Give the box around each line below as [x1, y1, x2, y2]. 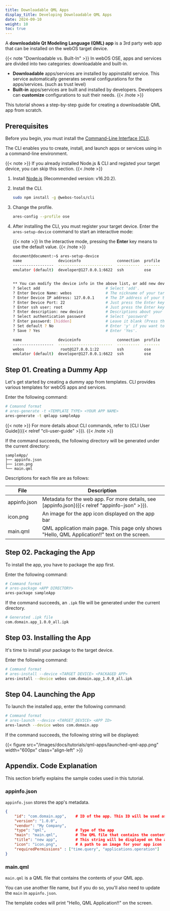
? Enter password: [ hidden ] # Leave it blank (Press [12, 319, 158, 324]
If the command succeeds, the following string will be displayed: [5, 732, 140, 738]
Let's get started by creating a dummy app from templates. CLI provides [5, 379, 156, 385]
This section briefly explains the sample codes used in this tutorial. [5, 775, 144, 781]
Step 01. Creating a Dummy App [5, 365, 108, 374]
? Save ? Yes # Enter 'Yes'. [12, 328, 138, 333]
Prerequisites [5, 122, 49, 131]
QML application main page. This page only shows [42, 524, 162, 531]
